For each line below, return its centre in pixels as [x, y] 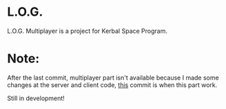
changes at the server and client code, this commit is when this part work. [112, 85]
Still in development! [36, 98]
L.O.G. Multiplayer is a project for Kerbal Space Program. [87, 31]
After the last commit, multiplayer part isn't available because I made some [113, 77]
